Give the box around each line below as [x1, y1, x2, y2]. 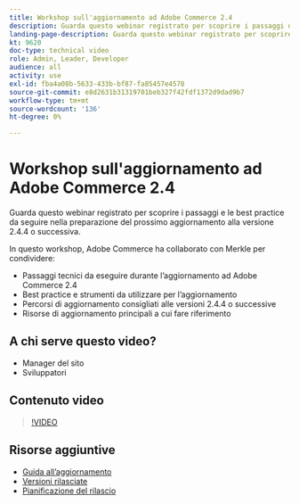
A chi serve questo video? [9, 334, 158, 349]
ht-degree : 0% [9, 112, 62, 121]
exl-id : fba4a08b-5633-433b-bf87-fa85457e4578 [9, 79, 185, 88]
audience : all [9, 63, 62, 72]
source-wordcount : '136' [9, 104, 101, 113]
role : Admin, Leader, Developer [9, 54, 129, 63]
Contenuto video [9, 393, 104, 409]
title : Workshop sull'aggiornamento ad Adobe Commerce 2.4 [9, 12, 233, 22]
